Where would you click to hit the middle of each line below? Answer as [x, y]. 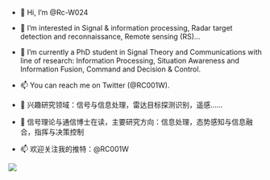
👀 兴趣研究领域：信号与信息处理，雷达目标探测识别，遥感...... [121, 105]
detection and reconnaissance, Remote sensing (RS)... [110, 37]
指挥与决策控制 [59, 132]
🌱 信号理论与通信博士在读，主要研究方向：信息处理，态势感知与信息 [133, 122]
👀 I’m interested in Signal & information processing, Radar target [126, 28]
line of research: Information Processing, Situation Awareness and [130, 61]
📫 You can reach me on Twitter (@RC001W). [95, 85]
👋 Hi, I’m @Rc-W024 [54, 12]
